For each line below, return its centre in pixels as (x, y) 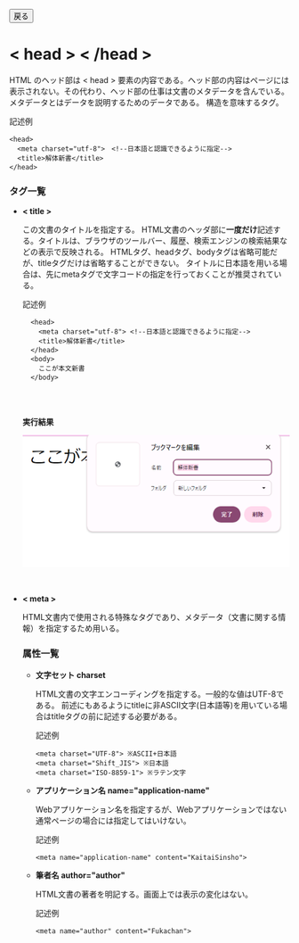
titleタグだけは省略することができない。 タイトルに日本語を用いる (159, 263)
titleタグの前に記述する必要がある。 (117, 716)
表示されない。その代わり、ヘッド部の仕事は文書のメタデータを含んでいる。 (149, 91)
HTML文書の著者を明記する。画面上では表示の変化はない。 (144, 894)
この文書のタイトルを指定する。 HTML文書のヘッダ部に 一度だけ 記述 (147, 230)
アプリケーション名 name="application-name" (122, 790)
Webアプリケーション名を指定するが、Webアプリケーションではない (161, 809)
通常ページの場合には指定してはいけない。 (113, 820)
